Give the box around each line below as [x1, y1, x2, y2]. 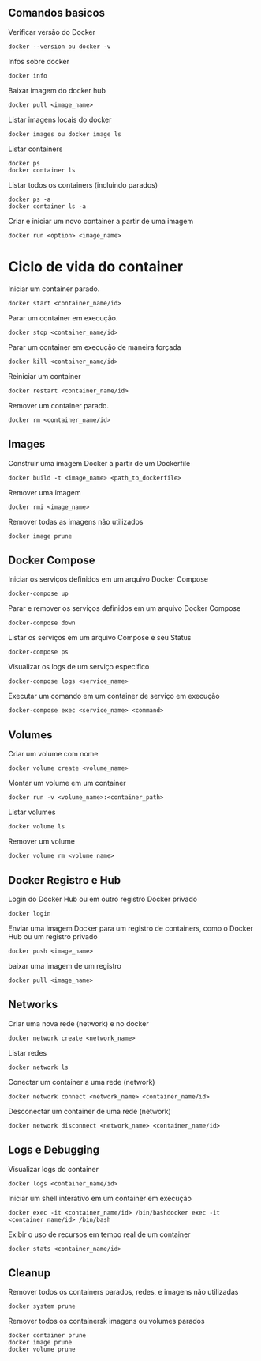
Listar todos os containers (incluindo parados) [8, 180, 158, 189]
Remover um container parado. [8, 400, 109, 410]
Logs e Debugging [8, 1143, 100, 1157]
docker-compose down [8, 619, 76, 627]
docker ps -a [8, 195, 51, 203]
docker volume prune [8, 1345, 76, 1354]
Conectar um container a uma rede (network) [8, 1077, 155, 1086]
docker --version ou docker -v [8, 43, 111, 51]
